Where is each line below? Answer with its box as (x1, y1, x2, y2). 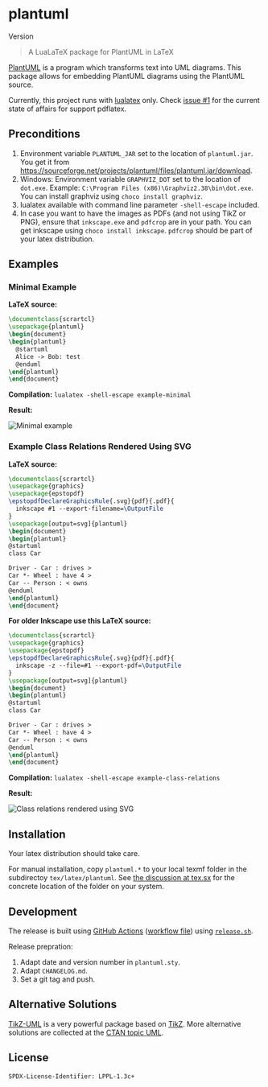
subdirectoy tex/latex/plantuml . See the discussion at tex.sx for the (8, 873, 235, 883)
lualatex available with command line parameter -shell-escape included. (19, 200, 260, 209)
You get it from (19, 157, 70, 167)
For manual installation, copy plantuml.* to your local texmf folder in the (8, 864, 247, 874)
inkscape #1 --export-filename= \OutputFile (15, 504, 163, 513)
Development (8, 904, 78, 918)
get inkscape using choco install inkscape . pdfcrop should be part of (19, 225, 253, 235)
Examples (8, 257, 59, 271)
